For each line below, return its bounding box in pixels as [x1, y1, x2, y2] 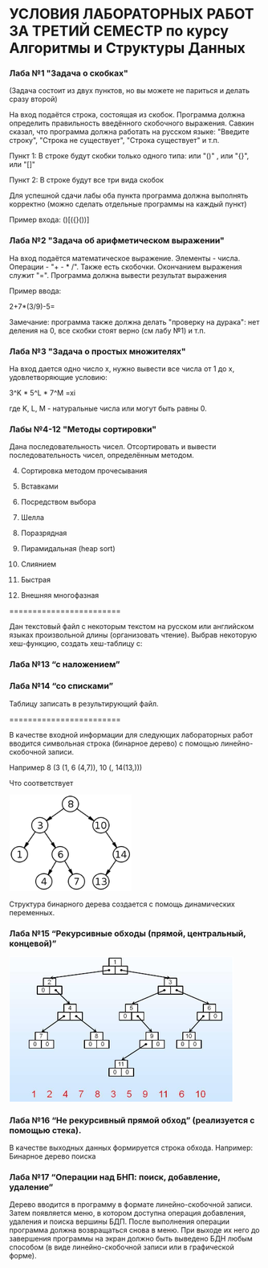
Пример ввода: [9, 286, 62, 296]
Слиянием [20, 559, 57, 569]
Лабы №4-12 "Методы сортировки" [9, 423, 157, 435]
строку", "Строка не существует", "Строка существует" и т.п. [9, 136, 220, 145]
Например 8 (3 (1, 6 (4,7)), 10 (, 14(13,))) [9, 763, 143, 772]
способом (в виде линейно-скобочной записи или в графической [9, 1242, 235, 1252]
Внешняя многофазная [20, 591, 99, 600]
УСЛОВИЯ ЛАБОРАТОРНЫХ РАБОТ [9, 5, 254, 23]
